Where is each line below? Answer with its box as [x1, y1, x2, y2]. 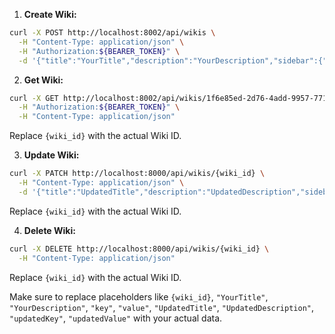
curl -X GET [9, 93, 59, 103]
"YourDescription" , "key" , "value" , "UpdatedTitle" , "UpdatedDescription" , [9, 301, 315, 313]
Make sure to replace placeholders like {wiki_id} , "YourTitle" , [9, 290, 269, 303]
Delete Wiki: [23, 224, 76, 236]
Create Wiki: [23, 9, 77, 20]
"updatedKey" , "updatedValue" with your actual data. [9, 312, 223, 324]
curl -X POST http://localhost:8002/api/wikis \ [9, 28, 216, 38]
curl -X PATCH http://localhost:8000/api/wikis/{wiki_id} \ [9, 169, 266, 179]
